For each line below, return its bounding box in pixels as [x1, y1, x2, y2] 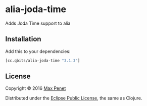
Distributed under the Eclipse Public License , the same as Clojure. [5, 95, 142, 101]
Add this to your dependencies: [5, 48, 71, 54]
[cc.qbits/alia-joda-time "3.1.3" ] [5, 58, 80, 63]
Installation [5, 35, 41, 43]
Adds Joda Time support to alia [5, 20, 71, 26]
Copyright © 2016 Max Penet [5, 85, 66, 91]
